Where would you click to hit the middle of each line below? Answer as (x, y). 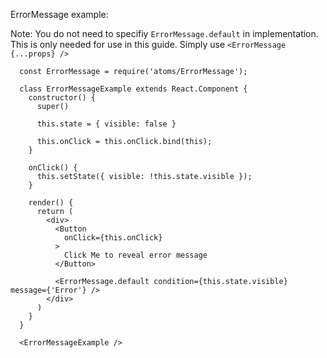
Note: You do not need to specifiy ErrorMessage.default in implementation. (164, 33)
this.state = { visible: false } (106, 124)
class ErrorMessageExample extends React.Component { (133, 89)
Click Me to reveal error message (135, 255)
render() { (51, 203)
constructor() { (62, 98)
